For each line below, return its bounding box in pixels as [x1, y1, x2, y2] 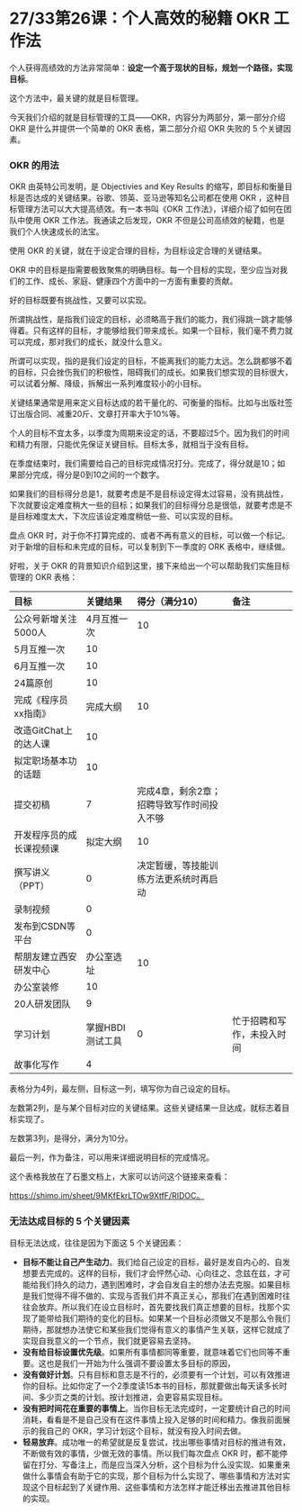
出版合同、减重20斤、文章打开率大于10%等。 [16, 409, 185, 420]
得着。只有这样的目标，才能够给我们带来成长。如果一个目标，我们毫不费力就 [9, 325, 293, 336]
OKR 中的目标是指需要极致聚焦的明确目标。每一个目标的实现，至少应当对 [9, 265, 280, 276]
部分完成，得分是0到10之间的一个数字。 [16, 469, 164, 480]
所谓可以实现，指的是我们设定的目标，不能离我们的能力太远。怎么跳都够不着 [9, 356, 293, 367]
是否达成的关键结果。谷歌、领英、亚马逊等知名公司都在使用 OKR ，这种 [16, 193, 282, 204]
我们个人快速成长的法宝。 [9, 226, 104, 237]
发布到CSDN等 [13, 920, 76, 933]
